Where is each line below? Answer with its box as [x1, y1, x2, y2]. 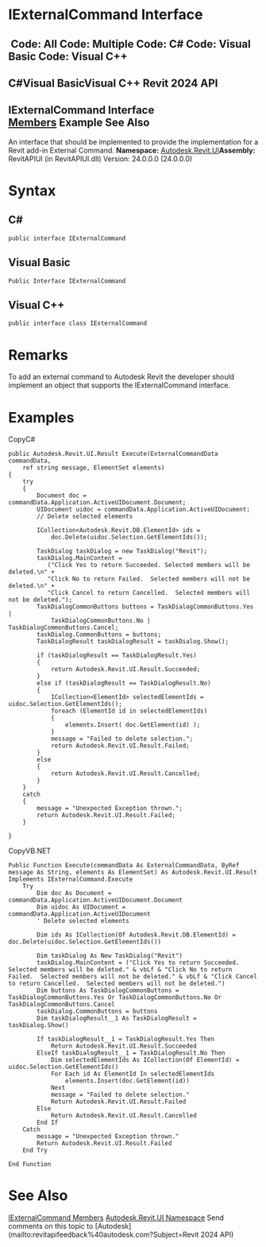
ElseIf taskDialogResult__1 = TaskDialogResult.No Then [37, 1049, 226, 1057]
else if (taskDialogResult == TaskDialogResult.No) [37, 679, 212, 688]
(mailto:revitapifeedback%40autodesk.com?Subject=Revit [8, 1230, 199, 1240]
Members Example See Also [8, 116, 150, 129]
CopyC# [8, 434, 36, 444]
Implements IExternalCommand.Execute [8, 875, 133, 883]
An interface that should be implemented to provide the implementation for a [8, 137, 259, 146]
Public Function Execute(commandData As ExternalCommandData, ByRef [8, 862, 240, 870]
